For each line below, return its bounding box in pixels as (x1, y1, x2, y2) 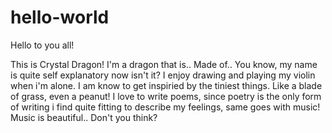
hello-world (10, 6, 110, 29)
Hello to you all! (10, 39, 75, 51)
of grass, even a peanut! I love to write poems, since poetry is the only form (10, 90, 322, 102)
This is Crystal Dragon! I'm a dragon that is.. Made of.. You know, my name (10, 58, 318, 70)
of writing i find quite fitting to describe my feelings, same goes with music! (10, 101, 321, 113)
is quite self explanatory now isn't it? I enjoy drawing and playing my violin (10, 69, 316, 81)
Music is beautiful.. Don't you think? (10, 111, 158, 123)
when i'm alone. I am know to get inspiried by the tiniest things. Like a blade (10, 79, 323, 91)
